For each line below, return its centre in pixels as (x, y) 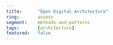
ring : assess (30, 17)
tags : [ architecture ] (40, 28)
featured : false (28, 33)
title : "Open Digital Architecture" (57, 11)
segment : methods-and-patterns (48, 22)
